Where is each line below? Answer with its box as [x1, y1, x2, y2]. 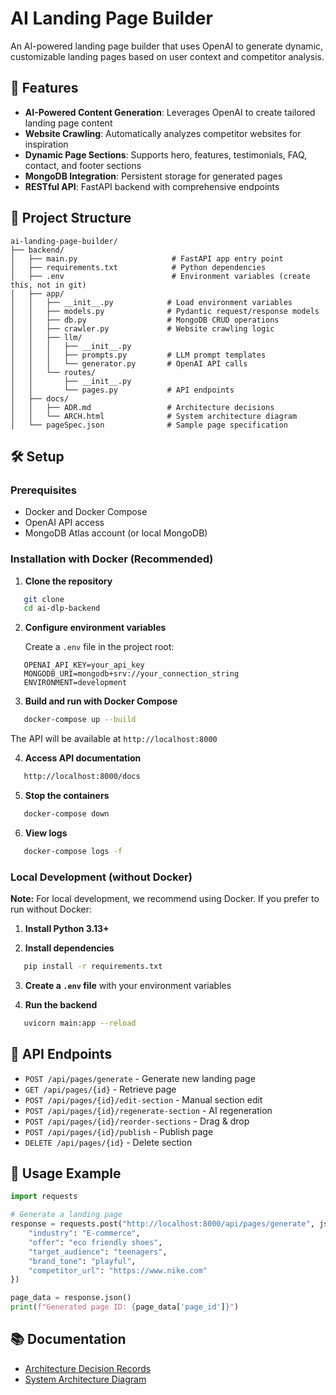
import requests [10, 1192, 78, 1202]
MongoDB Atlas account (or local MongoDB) [24, 527, 208, 539]
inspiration [24, 138, 69, 150]
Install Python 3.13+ [24, 923, 110, 935]
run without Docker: [10, 903, 92, 916]
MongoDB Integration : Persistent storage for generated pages [24, 170, 283, 182]
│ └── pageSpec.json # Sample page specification [10, 420, 288, 430]
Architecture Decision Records [24, 1362, 152, 1374]
